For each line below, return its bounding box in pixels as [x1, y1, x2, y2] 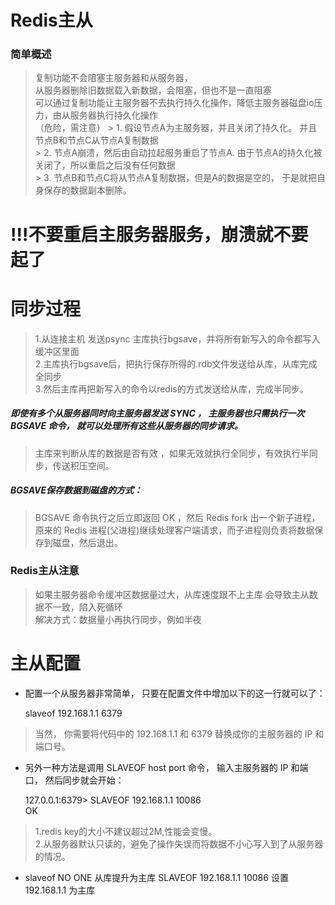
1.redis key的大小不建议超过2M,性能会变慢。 [34, 825, 218, 837]
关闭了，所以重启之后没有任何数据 [34, 159, 176, 171]
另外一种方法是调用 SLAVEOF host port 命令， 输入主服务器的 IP [24, 761, 289, 773]
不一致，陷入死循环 [43, 601, 123, 613]
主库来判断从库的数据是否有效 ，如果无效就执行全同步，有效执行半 [34, 447, 310, 459]
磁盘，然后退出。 [52, 536, 123, 548]
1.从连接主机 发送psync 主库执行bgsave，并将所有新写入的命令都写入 [34, 332, 321, 345]
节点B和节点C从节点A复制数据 [34, 134, 159, 146]
